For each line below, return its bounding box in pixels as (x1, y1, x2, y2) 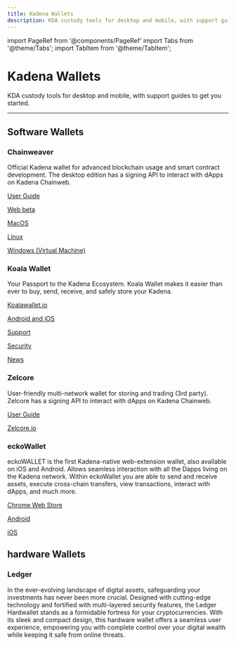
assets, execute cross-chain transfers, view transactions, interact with (7, 480, 211, 488)
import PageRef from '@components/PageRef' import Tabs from (7, 36, 194, 44)
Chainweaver (7, 147, 54, 157)
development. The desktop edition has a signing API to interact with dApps (7, 170, 223, 179)
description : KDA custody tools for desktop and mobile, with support (7, 17, 218, 24)
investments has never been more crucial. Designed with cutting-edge (7, 593, 211, 602)
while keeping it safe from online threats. (7, 631, 125, 639)
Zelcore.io (7, 424, 37, 432)
